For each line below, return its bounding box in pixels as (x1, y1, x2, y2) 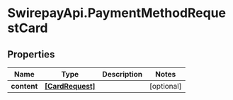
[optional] (149, 82, 182, 91)
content (11, 82, 38, 91)
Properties (7, 48, 55, 60)
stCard (7, 20, 48, 36)
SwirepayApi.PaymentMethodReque (7, 5, 227, 21)
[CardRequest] (45, 82, 96, 91)
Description (102, 70, 143, 79)
